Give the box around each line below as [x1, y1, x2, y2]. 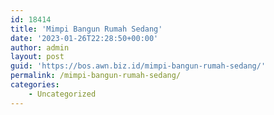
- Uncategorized [28, 89, 97, 99]
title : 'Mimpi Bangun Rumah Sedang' [10, 24, 163, 34]
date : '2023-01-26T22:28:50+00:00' [10, 33, 159, 43]
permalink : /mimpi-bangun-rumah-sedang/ [10, 71, 182, 81]
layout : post [10, 52, 65, 62]
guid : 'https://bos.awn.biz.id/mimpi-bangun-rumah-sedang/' [10, 61, 267, 71]
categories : [10, 80, 60, 90]
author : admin [10, 42, 70, 53]
